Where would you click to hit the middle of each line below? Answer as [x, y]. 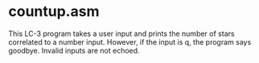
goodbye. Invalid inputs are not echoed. [74, 50]
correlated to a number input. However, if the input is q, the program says [130, 41]
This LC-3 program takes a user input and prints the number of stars [121, 33]
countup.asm [54, 12]
